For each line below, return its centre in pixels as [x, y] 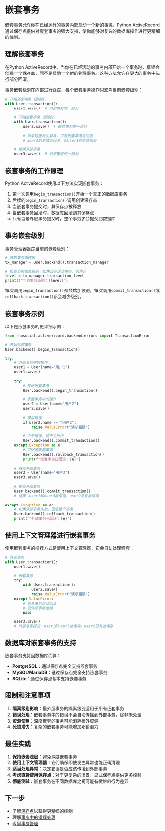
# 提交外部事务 [27, 487]
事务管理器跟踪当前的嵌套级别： [37, 248]
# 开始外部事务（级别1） [27, 99]
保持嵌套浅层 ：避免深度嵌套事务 [44, 757]
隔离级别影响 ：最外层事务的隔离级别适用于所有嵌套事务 [68, 708]
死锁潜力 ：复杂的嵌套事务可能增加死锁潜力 [55, 727]
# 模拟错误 [32, 418]
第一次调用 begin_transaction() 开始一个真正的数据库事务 [70, 194]
